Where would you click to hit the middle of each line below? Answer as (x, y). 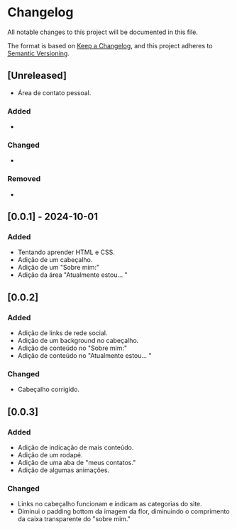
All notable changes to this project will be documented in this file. (103, 32)
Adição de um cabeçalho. (55, 260)
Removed (24, 179)
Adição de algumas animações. (64, 470)
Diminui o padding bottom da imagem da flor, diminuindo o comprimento (123, 511)
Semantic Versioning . (38, 53)
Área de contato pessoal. (54, 92)
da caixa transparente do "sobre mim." (74, 519)
